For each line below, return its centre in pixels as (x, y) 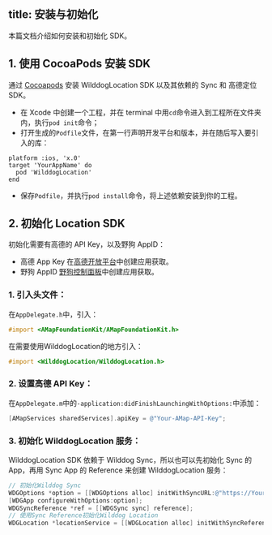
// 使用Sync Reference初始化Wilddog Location (83, 516)
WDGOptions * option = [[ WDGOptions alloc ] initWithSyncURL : (112, 493)
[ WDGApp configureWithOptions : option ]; (76, 500)
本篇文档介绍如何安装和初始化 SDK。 (70, 36)
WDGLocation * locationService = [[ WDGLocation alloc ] (101, 523)
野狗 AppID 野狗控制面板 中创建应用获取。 (89, 272)
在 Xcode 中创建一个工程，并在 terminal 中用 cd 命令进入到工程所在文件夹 (140, 112)
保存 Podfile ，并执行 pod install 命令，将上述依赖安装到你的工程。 (131, 195)
